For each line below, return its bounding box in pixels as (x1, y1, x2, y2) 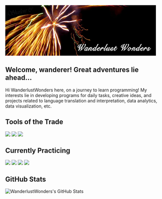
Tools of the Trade (5, 118, 64, 126)
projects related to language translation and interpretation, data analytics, (5, 97, 157, 104)
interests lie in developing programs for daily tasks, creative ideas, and (5, 92, 152, 98)
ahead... (5, 73, 32, 82)
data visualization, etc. (5, 103, 52, 109)
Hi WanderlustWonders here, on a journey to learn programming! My (5, 87, 147, 93)
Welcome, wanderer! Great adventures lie (5, 66, 139, 74)
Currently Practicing (5, 146, 70, 155)
